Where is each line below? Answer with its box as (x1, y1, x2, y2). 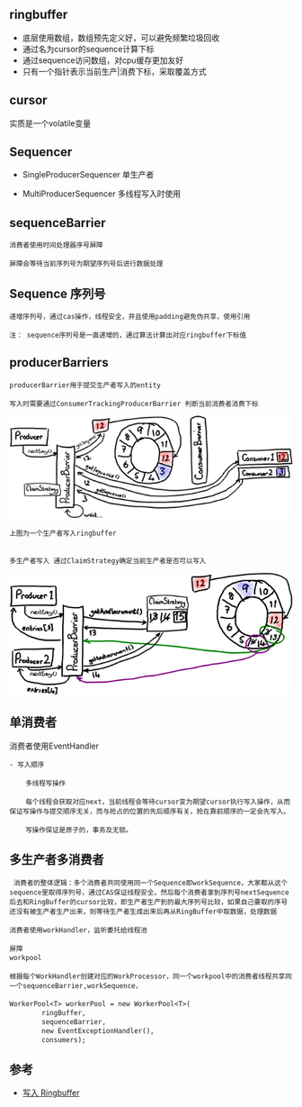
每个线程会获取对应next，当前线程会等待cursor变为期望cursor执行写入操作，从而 (25, 797, 290, 806)
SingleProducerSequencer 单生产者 (22, 169, 155, 180)
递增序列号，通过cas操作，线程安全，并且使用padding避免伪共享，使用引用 (9, 313, 251, 322)
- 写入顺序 (9, 760, 45, 769)
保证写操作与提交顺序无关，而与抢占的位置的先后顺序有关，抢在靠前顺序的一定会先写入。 (9, 806, 290, 816)
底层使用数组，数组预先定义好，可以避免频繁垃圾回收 (22, 32, 220, 43)
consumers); (41, 1035, 87, 1044)
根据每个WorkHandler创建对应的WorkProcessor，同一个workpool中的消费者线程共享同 (9, 972, 292, 981)
